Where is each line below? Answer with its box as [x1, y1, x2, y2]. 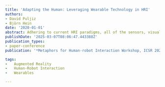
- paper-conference [5, 43, 45, 48]
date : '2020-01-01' [5, 25, 45, 30]
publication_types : [5, 39, 45, 44]
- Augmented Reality [5, 62, 52, 66]
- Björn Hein [5, 21, 32, 26]
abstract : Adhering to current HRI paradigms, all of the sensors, [5, 30, 146, 35]
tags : [5, 57, 16, 62]
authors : [5, 12, 23, 17]
